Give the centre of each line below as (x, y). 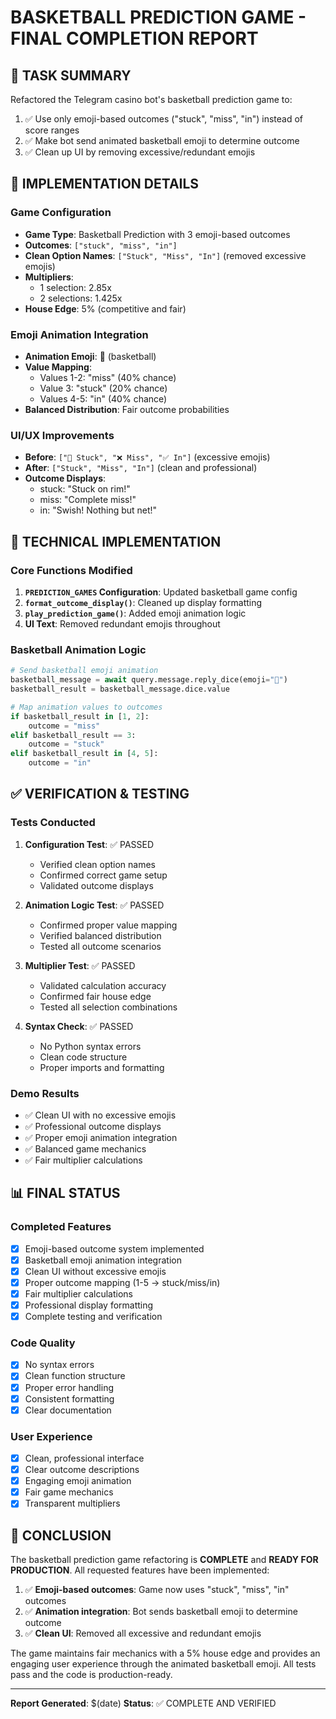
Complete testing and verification (93, 1317)
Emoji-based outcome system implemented (114, 1248)
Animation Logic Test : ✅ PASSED (94, 905)
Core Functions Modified (71, 570)
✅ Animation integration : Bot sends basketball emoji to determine (161, 1612)
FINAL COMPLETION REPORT (134, 38)
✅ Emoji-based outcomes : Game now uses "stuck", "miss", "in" (157, 1590)
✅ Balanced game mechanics (85, 1149)
